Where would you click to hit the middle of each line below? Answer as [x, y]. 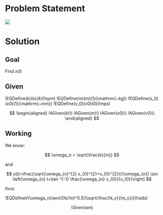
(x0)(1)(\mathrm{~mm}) [29, 104]
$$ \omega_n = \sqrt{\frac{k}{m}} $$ [82, 155]
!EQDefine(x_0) [143, 98]
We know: [15, 145]
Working [18, 134]
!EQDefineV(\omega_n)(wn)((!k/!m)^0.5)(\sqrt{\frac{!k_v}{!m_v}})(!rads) [76, 198]
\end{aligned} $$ [82, 118]
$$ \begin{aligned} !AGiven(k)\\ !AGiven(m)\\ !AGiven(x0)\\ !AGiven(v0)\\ [82, 113]
